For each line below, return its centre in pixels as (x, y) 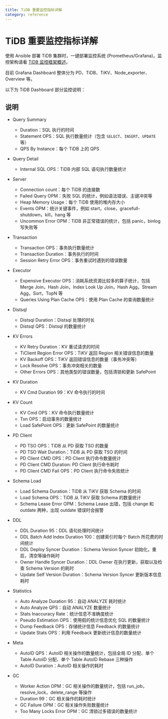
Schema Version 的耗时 (50, 568)
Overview (15, 79)
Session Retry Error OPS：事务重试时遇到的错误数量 (74, 260)
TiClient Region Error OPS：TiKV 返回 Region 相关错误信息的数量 (87, 353)
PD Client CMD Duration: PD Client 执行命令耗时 (69, 465)
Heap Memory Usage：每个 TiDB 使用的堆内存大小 (72, 202)
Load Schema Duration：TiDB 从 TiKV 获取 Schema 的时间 (80, 491)
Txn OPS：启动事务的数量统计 (51, 419)
